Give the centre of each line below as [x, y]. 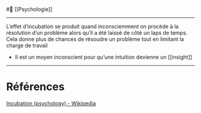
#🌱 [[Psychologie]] [29, 9]
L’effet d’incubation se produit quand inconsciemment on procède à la [92, 26]
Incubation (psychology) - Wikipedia [51, 103]
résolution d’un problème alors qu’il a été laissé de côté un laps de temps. [97, 33]
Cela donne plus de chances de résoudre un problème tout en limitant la [95, 39]
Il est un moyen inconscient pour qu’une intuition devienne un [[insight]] [103, 57]
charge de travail [27, 45]
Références [35, 87]
